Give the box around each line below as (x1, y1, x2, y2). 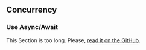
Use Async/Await (6, 23, 59, 31)
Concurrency (6, 5, 57, 15)
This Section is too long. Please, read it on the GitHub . (6, 36, 141, 44)
